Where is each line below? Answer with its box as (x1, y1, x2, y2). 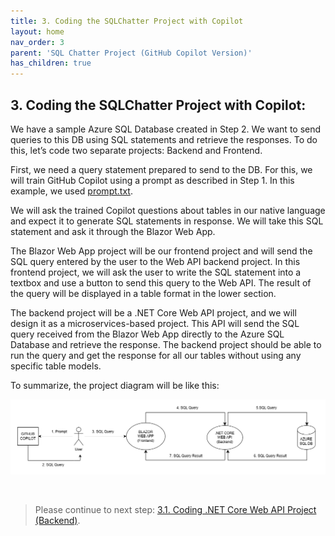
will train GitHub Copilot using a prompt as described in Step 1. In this (10, 174, 295, 186)
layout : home (10, 26, 65, 37)
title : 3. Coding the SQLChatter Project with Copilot (10, 16, 244, 26)
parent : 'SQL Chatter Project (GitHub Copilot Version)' (10, 48, 253, 58)
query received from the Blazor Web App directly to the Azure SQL (10, 328, 285, 340)
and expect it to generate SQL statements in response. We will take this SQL (10, 215, 324, 227)
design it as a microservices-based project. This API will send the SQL (10, 317, 300, 329)
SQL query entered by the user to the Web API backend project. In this (10, 255, 301, 267)
